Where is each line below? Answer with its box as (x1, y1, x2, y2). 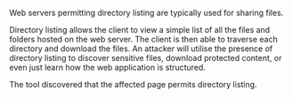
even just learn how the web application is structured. (9, 62, 207, 72)
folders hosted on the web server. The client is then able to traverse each (9, 34, 278, 44)
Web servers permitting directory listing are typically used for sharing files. (9, 8, 284, 18)
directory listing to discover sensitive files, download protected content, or (9, 53, 282, 63)
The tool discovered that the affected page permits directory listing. (9, 79, 257, 89)
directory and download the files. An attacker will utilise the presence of (9, 43, 273, 54)
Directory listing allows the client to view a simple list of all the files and (9, 25, 271, 34)
